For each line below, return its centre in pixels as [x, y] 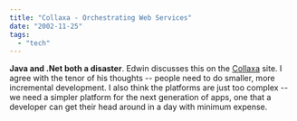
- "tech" [34, 43]
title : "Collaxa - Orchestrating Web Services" [101, 18]
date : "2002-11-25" [46, 26]
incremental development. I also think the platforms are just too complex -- [148, 88]
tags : [19, 34]
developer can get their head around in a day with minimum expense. [139, 107]
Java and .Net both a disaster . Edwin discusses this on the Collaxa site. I [146, 69]
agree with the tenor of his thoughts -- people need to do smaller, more [142, 79]
